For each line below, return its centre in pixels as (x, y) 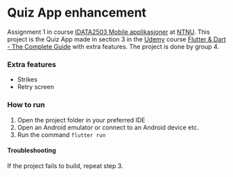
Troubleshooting (32, 151)
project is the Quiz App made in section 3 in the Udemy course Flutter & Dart (116, 39)
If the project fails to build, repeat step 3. (65, 166)
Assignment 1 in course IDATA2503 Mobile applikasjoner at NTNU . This (109, 32)
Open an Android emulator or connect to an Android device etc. (108, 127)
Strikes (27, 80)
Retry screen (35, 87)
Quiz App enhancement (77, 13)
